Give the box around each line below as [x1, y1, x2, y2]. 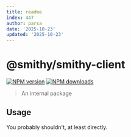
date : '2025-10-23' [6, 26, 56, 32]
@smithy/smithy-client [6, 58, 126, 72]
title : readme [6, 9, 43, 15]
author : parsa [6, 20, 43, 26]
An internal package [21, 90, 72, 97]
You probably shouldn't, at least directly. [6, 123, 108, 131]
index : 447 [6, 15, 34, 21]
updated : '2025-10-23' [6, 32, 64, 38]
